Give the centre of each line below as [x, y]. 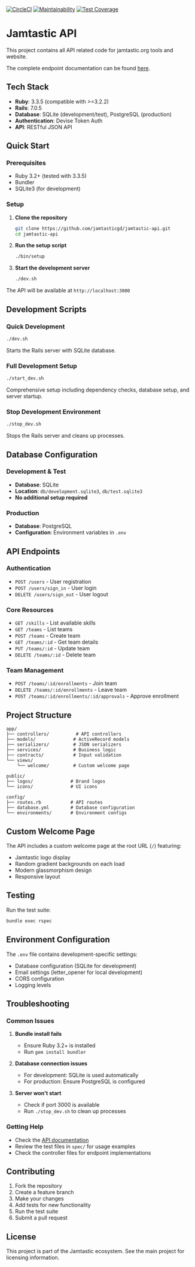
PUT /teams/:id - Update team [52, 649]
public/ [16, 776]
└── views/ [20, 761]
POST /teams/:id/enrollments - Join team [66, 683]
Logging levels [33, 985]
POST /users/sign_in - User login [56, 588]
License [21, 1237]
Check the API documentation [52, 1140]
